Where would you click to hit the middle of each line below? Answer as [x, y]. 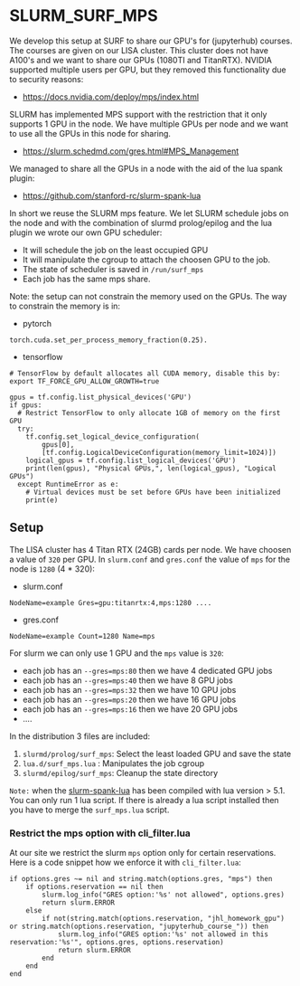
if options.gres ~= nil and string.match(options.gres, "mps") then [141, 879]
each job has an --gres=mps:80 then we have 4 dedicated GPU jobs [147, 670]
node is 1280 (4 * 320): [52, 569]
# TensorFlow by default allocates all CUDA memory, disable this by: [145, 373]
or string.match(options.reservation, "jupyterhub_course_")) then [139, 927]
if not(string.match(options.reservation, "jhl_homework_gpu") [163, 919]
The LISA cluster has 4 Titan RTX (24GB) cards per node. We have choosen [150, 549]
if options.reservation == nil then [95, 887]
